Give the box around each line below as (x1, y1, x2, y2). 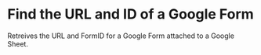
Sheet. (7, 39, 29, 48)
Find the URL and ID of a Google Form (7, 5, 254, 23)
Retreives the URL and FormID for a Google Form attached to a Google (7, 31, 234, 40)
